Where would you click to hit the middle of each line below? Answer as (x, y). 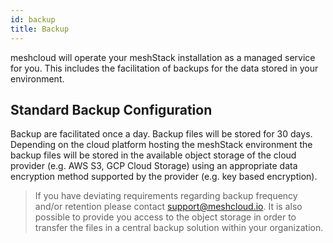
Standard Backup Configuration (111, 109)
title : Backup (40, 29)
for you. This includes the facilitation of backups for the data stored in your (164, 68)
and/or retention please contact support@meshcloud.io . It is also (168, 207)
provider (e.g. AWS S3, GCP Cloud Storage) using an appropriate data (154, 166)
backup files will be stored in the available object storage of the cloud (153, 155)
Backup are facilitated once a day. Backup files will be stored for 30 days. (161, 134)
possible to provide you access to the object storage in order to (165, 217)
